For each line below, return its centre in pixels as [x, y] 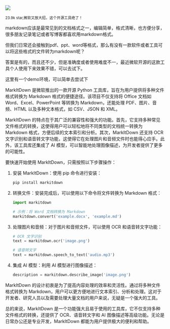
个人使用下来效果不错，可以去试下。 [47, 68]
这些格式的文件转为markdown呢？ [49, 51]
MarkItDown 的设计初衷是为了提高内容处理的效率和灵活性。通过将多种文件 [83, 285]
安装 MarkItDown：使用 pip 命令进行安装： [57, 173]
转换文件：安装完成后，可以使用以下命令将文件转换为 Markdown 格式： [87, 193]
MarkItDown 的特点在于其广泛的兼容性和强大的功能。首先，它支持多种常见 [83, 120]
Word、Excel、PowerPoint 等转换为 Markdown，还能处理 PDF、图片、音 [81, 103]
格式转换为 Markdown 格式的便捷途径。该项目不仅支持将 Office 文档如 [78, 96]
